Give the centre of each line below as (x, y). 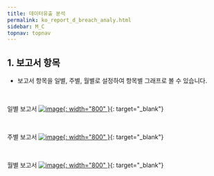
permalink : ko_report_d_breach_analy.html (69, 20)
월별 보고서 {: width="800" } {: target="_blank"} (86, 165)
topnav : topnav (29, 33)
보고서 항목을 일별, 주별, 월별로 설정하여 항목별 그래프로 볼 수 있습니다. (112, 81)
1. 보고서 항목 (34, 63)
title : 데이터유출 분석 (36, 14)
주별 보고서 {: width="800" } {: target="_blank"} (86, 137)
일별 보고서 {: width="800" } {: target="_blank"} (86, 109)
